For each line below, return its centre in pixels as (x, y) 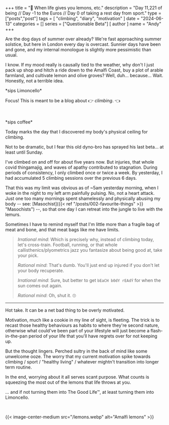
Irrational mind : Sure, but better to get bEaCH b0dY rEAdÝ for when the (89, 280)
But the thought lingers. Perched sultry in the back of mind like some (76, 351)
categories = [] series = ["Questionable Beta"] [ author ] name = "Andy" (87, 24)
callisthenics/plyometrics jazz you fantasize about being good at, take (90, 250)
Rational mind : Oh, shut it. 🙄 (47, 295)
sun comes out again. (40, 286)
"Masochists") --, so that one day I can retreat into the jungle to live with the (84, 209)
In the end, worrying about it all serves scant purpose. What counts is (77, 377)
